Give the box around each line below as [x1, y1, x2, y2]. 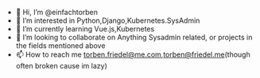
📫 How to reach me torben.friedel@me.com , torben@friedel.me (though [15, 50, 250, 59]
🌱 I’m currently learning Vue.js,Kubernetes [15, 24, 155, 33]
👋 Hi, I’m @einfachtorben [15, 8, 98, 17]
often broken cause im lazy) [15, 61, 107, 70]
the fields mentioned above [15, 41, 106, 50]
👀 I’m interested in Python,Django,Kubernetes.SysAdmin [15, 16, 200, 25]
